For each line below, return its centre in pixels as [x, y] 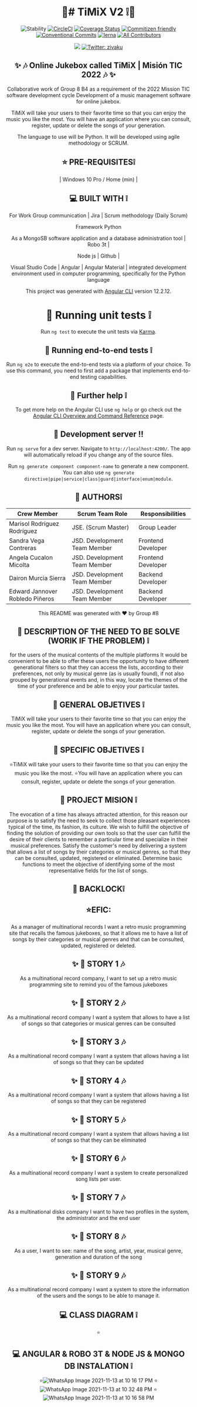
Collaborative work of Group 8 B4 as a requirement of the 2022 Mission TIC [98, 89]
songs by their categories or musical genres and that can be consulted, [98, 939]
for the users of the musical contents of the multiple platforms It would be [98, 655]
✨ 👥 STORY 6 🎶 [98, 1158]
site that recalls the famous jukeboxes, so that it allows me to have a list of [98, 933]
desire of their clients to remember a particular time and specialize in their [98, 839]
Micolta [19, 565]
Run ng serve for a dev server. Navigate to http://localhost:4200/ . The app [98, 448]
